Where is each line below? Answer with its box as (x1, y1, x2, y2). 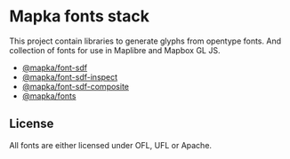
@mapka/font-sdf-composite (21, 81, 129, 91)
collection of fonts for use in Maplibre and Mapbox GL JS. (9, 44, 221, 55)
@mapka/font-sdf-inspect (21, 71, 118, 82)
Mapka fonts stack (9, 6, 149, 27)
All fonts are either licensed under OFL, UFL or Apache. (9, 139, 212, 150)
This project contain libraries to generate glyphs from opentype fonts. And (9, 36, 282, 46)
